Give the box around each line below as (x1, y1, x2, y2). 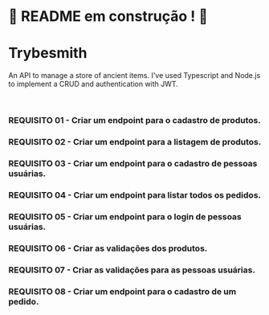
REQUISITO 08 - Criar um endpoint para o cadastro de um (8, 285, 237, 297)
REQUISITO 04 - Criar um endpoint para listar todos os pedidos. (8, 189, 262, 200)
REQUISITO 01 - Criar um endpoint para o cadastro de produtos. (8, 115, 261, 126)
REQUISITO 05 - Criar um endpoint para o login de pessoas (8, 211, 243, 222)
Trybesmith (8, 44, 88, 63)
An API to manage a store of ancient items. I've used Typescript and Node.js (8, 71, 261, 80)
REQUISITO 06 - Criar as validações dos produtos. (8, 243, 208, 254)
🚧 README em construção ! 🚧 (8, 7, 209, 26)
